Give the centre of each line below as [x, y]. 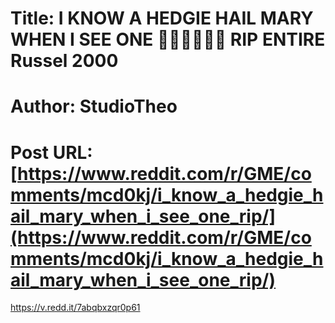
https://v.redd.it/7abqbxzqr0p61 [75, 308]
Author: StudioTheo [94, 106]
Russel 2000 [64, 61]
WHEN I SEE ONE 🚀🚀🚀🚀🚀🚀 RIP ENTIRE [168, 39]
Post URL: [51, 152]
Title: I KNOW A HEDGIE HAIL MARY [162, 18]
